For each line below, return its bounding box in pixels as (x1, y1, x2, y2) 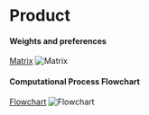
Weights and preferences (9, 35, 107, 46)
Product (9, 5, 70, 26)
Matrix (9, 56, 33, 66)
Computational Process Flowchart (9, 75, 140, 86)
